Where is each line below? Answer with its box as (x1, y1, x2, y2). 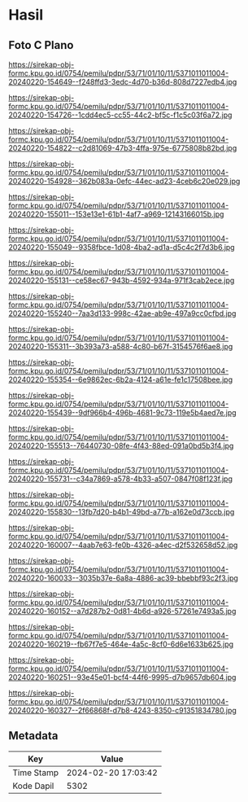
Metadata (8, 729, 59, 743)
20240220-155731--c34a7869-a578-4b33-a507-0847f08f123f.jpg (8, 474, 233, 484)
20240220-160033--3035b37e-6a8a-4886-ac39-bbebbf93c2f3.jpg (8, 573, 238, 583)
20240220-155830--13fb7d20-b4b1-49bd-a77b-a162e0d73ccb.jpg (8, 507, 235, 516)
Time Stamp (12, 767, 59, 778)
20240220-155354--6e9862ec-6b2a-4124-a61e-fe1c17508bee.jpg (8, 375, 233, 384)
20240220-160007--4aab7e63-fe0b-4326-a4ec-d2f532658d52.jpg (8, 540, 238, 550)
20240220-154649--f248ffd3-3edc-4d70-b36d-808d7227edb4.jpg (8, 77, 237, 86)
